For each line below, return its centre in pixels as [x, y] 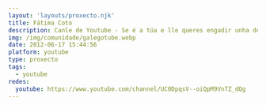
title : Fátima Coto [40, 23]
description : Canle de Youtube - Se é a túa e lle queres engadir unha [129, 30]
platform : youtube [38, 52]
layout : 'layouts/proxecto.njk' [61, 15]
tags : [17, 67]
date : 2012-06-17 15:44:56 [53, 45]
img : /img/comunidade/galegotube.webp [72, 37]
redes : [19, 81]
